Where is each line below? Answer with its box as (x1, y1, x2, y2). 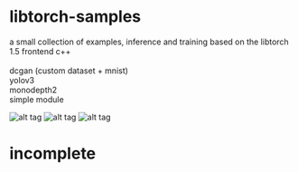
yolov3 (9, 74, 35, 85)
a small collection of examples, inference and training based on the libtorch (9, 36, 289, 47)
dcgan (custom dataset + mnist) (9, 65, 129, 76)
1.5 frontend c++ (9, 45, 71, 56)
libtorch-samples (9, 6, 142, 27)
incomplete (9, 143, 97, 164)
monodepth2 (9, 84, 58, 95)
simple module (9, 93, 65, 105)
